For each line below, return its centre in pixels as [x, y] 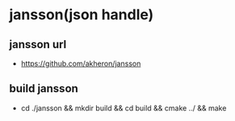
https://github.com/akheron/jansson [81, 63]
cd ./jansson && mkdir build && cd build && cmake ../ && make [124, 108]
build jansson [44, 89]
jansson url [38, 44]
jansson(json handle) [82, 15]
